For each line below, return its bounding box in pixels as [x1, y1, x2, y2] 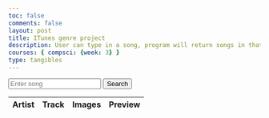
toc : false [8, 11, 45, 20]
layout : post [8, 26, 52, 34]
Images [71, 99, 102, 110]
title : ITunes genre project [8, 33, 106, 42]
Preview [108, 99, 141, 110]
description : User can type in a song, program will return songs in [8, 41, 246, 49]
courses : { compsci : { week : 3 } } [8, 49, 120, 57]
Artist [12, 99, 34, 110]
